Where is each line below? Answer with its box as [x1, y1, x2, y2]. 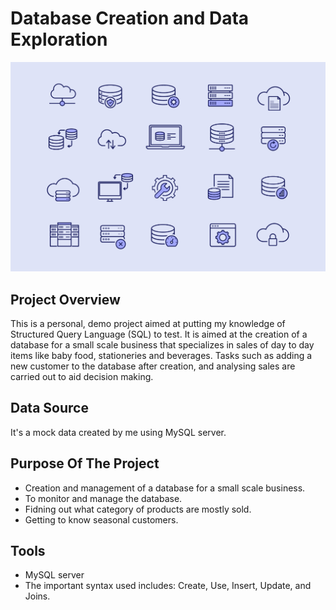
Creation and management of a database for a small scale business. [24, 482, 306, 494]
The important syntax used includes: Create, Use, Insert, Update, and [24, 580, 312, 592]
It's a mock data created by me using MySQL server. [10, 426, 227, 438]
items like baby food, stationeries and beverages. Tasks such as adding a [10, 349, 313, 361]
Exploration [10, 28, 108, 51]
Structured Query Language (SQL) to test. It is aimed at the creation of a [10, 328, 308, 340]
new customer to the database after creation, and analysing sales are [10, 360, 296, 372]
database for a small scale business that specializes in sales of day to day [10, 338, 315, 351]
